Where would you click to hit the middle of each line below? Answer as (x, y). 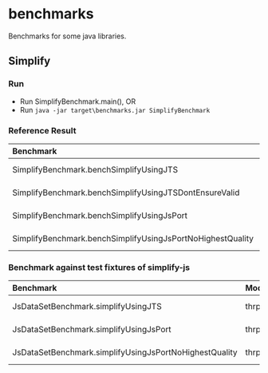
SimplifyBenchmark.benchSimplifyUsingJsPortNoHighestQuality (133, 238)
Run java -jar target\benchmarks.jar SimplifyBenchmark (115, 109)
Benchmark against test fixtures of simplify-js (99, 267)
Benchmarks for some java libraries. (67, 36)
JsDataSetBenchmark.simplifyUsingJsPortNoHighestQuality (125, 352)
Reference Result (42, 130)
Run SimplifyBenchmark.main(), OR (78, 101)
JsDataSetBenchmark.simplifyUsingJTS (87, 307)
